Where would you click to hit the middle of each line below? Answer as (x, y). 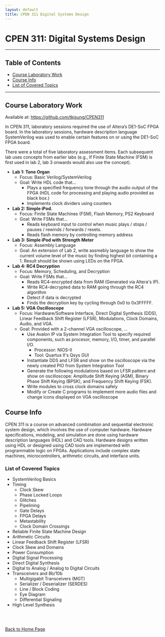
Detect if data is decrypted (54, 298)
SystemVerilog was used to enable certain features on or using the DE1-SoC (82, 137)
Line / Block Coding (40, 589)
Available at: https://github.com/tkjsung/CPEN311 (55, 117)
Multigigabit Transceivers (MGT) (52, 579)
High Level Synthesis (33, 605)
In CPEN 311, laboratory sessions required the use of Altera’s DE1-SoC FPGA (82, 127)
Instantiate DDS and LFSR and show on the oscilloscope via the (91, 361)
